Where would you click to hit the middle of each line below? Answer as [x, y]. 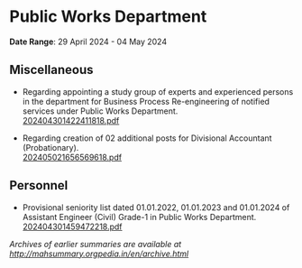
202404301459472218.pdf [73, 226]
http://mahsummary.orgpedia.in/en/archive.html [99, 254]
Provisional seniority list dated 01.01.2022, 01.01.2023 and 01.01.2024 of [156, 207]
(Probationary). [50, 147]
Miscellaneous [51, 70]
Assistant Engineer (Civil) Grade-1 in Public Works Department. [139, 217]
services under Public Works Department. [100, 111]
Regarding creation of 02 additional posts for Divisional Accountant [147, 138]
